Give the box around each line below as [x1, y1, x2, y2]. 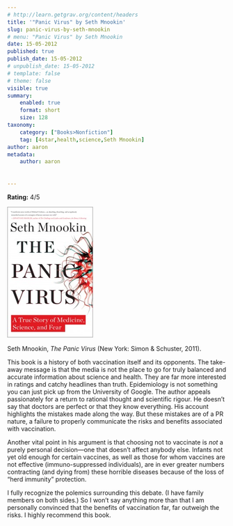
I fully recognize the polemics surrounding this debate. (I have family [7, 488, 204, 497]
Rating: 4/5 [7, 192, 40, 201]
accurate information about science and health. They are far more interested [7, 373, 227, 381]
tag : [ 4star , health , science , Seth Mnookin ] [19, 136, 145, 143]
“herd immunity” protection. [7, 474, 87, 484]
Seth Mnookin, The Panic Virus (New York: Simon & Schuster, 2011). [7, 344, 202, 353]
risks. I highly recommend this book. [7, 511, 111, 519]
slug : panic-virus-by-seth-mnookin [7, 26, 111, 33]
